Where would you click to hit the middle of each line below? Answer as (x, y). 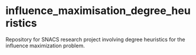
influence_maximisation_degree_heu (98, 11)
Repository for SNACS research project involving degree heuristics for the (95, 39)
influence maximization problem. (45, 46)
